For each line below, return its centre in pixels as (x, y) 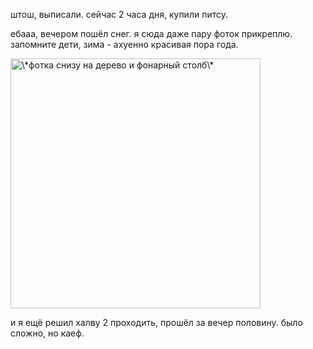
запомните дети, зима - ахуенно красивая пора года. (124, 44)
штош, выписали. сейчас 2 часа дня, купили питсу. (119, 14)
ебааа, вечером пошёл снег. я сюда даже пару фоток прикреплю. (151, 33)
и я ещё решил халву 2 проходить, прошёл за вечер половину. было (156, 322)
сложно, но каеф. (47, 333)
